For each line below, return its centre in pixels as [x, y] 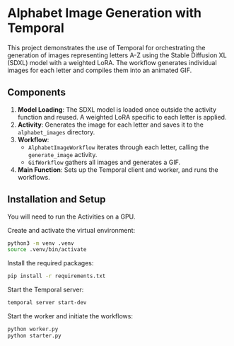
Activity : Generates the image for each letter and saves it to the [110, 125]
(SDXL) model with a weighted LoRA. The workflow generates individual [112, 62]
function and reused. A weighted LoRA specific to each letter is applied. [122, 117]
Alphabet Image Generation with [105, 13]
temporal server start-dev [47, 303]
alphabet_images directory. [56, 132]
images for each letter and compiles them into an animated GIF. [100, 70]
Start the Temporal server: [46, 290]
